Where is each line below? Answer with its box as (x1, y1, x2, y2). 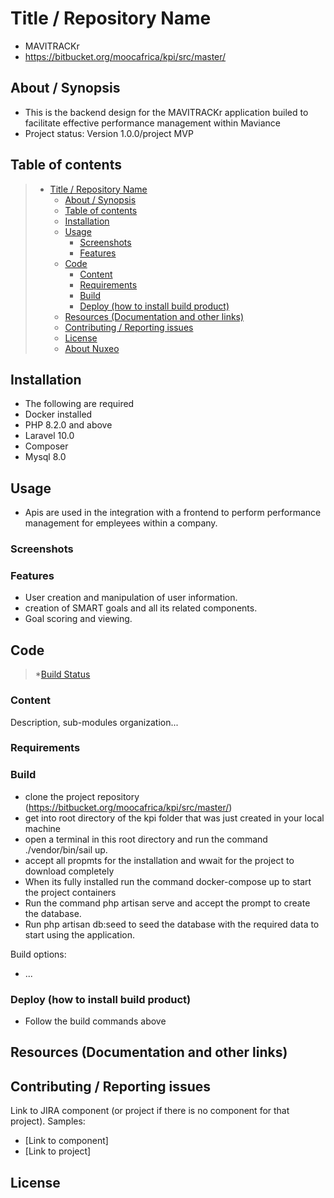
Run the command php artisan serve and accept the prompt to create (24, 897, 311, 909)
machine (24, 822, 62, 834)
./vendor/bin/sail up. (24, 843, 108, 856)
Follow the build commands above (24, 1015, 167, 1027)
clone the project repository (24, 790, 140, 802)
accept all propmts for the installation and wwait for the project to (24, 854, 295, 866)
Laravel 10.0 (24, 430, 75, 442)
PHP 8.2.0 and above (24, 419, 113, 431)
